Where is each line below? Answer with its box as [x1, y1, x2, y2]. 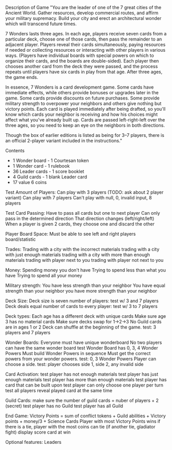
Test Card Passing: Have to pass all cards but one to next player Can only [5, 210, 160, 216]
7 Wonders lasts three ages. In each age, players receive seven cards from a [5, 31, 167, 36]
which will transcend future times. [5, 21, 77, 27]
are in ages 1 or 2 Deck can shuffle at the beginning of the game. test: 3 [5, 324, 156, 330]
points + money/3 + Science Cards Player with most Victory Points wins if [5, 418, 161, 424]
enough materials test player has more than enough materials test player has [5, 377, 167, 382]
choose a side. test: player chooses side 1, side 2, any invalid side [5, 361, 144, 367]
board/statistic [5, 236, 36, 242]
